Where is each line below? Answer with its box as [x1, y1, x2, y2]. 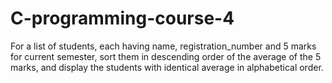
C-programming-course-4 [10, 7, 235, 30]
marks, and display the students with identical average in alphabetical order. [10, 61, 324, 73]
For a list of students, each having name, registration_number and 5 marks [10, 40, 317, 52]
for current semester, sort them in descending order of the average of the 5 [10, 50, 322, 62]
